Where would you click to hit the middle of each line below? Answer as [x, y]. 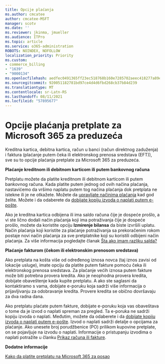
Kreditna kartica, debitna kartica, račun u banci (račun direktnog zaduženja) [82, 150]
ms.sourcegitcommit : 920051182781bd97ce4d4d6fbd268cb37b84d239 [71, 83]
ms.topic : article [24, 42]
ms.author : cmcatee [25, 14]
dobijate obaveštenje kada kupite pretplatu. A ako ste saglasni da [71, 281]
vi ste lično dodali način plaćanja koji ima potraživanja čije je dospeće [75, 220]
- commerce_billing [25, 64]
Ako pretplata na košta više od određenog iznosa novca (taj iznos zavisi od [81, 260]
